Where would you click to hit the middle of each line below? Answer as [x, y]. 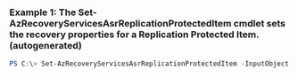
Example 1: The [43, 12]
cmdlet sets [259, 23]
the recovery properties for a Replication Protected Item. [134, 35]
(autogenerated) [46, 45]
